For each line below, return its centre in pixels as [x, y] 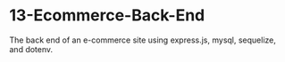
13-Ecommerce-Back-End [107, 15]
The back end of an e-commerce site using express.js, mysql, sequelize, [143, 40]
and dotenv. [31, 49]
